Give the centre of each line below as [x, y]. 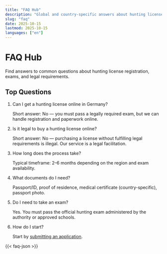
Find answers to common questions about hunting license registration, [77, 71]
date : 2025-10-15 [23, 24]
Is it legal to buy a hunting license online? [54, 128]
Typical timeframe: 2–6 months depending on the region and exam [81, 163]
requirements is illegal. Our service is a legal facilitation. [69, 143]
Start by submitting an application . [47, 236]
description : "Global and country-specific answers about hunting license [84, 14]
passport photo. [29, 192]
